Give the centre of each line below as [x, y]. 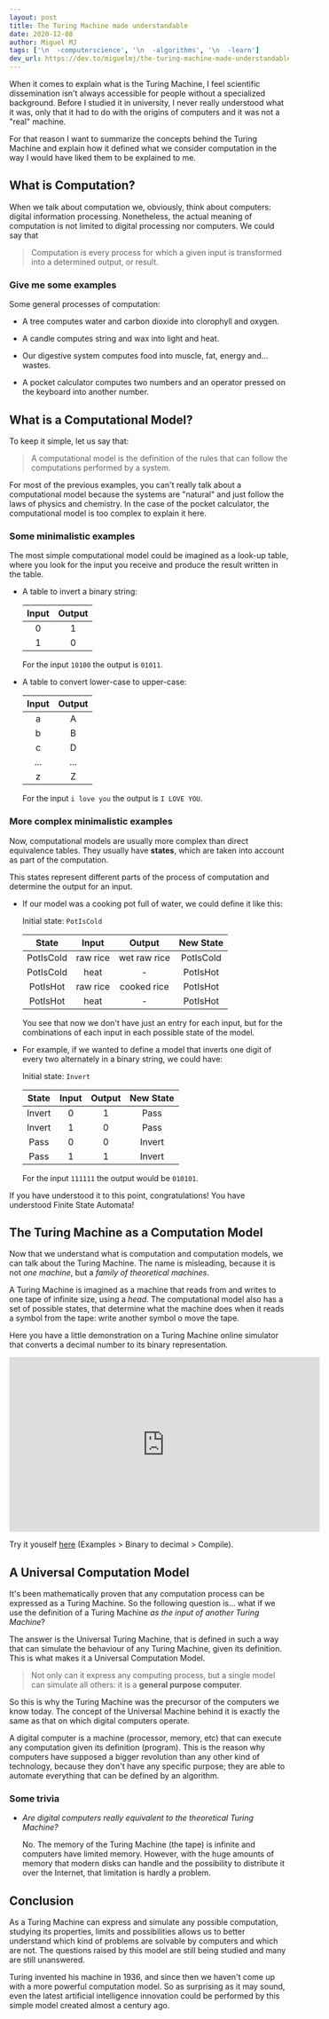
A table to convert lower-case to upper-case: [104, 682]
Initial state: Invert [56, 1076]
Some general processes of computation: [85, 304]
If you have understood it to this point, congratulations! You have [127, 1195]
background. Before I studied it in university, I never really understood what [147, 103]
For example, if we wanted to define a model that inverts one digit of [147, 1049]
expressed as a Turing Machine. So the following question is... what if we [142, 1604]
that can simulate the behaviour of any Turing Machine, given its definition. [145, 1649]
